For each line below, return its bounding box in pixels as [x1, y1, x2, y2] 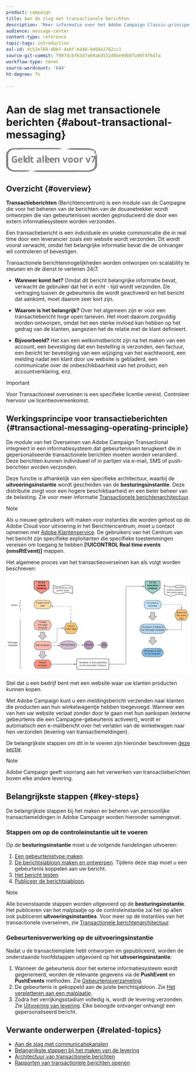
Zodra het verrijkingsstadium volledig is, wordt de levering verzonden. [14, 996, 184, 1003]
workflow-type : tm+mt [6, 59, 59, 64]
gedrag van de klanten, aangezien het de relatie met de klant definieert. [14, 326, 187, 332]
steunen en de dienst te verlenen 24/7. [6, 265, 99, 272]
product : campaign [6, 9, 51, 15]
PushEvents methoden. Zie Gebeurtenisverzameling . [14, 977, 143, 984]
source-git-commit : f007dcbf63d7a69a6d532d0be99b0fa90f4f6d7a [6, 53, 161, 59]
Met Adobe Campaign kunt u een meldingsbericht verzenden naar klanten [6, 697, 184, 704]
